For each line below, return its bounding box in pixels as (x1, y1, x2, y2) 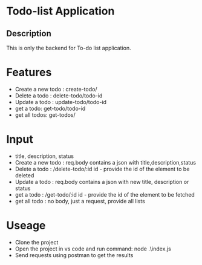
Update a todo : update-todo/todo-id (15, 98, 107, 105)
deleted (15, 171, 34, 179)
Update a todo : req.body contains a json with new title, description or (15, 178, 189, 185)
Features (6, 65, 52, 79)
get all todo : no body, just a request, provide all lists (15, 197, 145, 204)
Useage (6, 219, 46, 232)
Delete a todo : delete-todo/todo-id (15, 92, 103, 99)
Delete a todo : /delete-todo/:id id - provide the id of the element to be (15, 165, 190, 172)
